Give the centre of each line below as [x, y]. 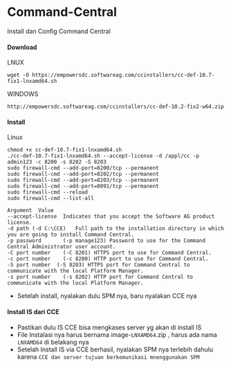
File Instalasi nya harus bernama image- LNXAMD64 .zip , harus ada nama [117, 334]
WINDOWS [23, 94]
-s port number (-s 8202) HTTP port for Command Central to [100, 277]
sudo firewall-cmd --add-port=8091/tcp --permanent [83, 186]
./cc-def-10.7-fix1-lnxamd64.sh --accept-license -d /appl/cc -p [103, 156]
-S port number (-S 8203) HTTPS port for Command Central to [99, 265]
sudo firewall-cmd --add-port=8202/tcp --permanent [83, 174]
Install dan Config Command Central [59, 31]
